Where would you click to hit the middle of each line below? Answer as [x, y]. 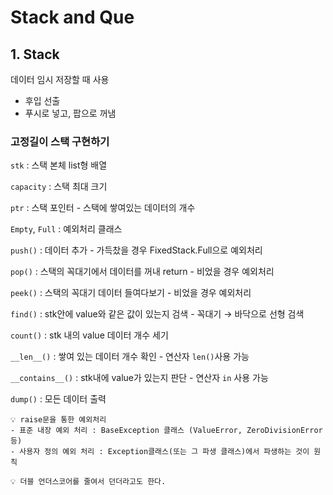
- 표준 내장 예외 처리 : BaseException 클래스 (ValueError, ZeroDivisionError [166, 431]
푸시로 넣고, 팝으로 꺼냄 [70, 113]
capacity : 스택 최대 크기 [59, 187]
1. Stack [35, 54]
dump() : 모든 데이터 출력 [58, 399]
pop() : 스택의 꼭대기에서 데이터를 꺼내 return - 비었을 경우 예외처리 [142, 272]
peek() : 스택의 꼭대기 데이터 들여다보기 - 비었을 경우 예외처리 [131, 293]
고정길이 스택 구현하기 [60, 141]
